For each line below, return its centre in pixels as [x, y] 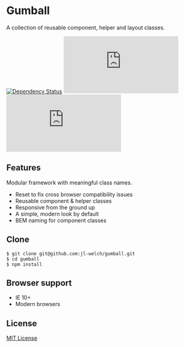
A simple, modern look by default [57, 214]
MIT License [22, 338]
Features [24, 168]
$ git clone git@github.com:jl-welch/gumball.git [71, 254]
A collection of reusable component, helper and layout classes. [86, 27]
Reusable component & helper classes [63, 201]
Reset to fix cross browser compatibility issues [74, 194]
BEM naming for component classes [61, 220]
